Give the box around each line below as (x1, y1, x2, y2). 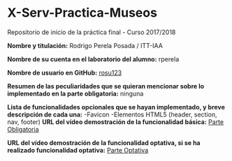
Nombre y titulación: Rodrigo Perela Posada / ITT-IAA (7, 41, 163, 49)
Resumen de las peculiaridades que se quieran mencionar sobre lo (7, 82, 205, 90)
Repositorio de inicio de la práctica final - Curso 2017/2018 (7, 28, 176, 36)
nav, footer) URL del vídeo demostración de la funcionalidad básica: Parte (7, 117, 224, 126)
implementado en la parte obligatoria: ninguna (7, 89, 144, 98)
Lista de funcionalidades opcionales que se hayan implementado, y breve (7, 102, 226, 111)
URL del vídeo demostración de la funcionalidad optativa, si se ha (7, 138, 201, 147)
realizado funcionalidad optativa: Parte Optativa (7, 146, 149, 154)
